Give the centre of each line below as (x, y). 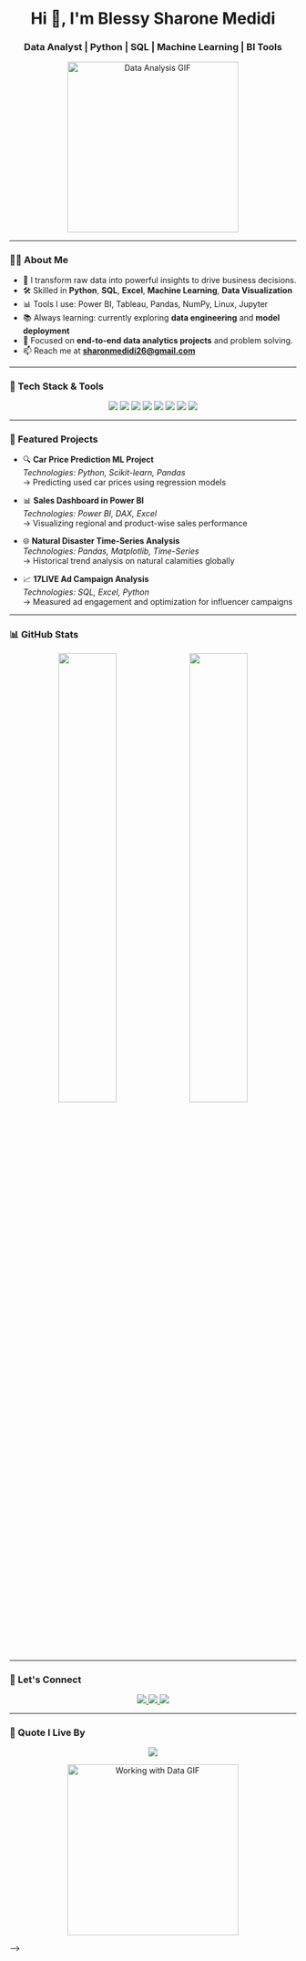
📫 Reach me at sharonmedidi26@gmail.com (109, 351)
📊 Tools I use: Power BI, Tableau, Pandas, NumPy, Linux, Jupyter (145, 303)
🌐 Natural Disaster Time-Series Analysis (101, 541)
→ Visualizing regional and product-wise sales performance (135, 524)
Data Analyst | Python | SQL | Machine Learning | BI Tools (153, 47)
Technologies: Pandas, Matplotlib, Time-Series (111, 551)
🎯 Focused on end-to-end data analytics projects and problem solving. (158, 340)
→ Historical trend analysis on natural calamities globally (128, 561)
